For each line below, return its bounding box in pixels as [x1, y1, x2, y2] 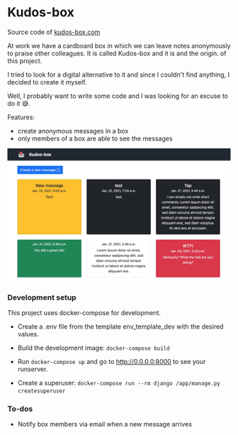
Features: [7, 113, 35, 121]
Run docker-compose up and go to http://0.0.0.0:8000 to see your [17, 357, 206, 365]
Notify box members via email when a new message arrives [17, 420, 193, 429]
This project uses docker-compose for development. [7, 308, 161, 316]
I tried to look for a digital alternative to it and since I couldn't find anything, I [7, 70, 230, 79]
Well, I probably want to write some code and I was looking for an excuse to [7, 92, 229, 100]
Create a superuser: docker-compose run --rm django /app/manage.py [17, 378, 221, 387]
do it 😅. [7, 99, 30, 107]
